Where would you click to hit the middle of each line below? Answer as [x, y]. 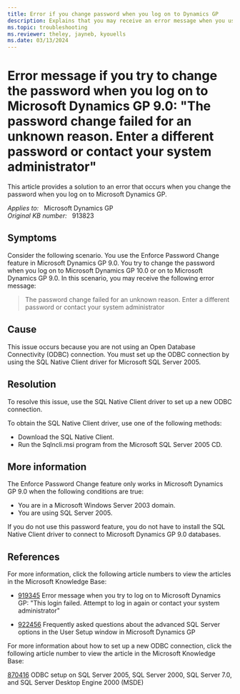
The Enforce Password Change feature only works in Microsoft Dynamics [115, 484]
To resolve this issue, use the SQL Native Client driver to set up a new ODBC [120, 401]
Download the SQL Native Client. [66, 437]
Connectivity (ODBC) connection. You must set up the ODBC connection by [119, 354]
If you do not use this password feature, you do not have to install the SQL [116, 527]
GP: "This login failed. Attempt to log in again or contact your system [119, 603]
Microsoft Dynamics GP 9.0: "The [109, 106]
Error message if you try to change [112, 76]
